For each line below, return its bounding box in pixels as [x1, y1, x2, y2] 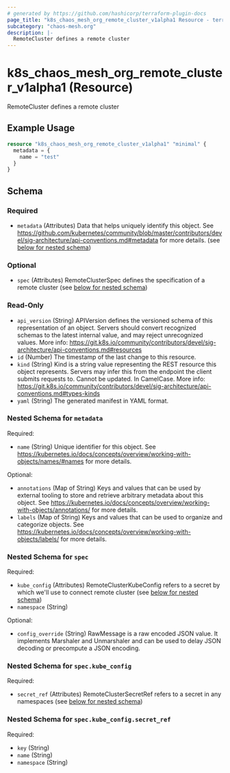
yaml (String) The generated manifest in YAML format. [16, 396, 169, 405]
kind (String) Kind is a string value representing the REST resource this [16, 360, 217, 368]
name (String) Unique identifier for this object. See [16, 442, 156, 451]
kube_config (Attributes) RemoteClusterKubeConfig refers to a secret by [16, 581, 220, 590]
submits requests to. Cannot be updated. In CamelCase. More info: [16, 374, 205, 383]
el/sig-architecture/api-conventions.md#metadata [16, 236, 159, 244]
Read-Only [7, 300, 44, 310]
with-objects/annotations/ [16, 506, 90, 514]
